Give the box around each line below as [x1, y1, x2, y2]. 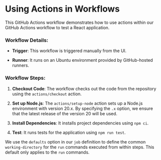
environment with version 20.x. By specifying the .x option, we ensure [12, 106, 153, 111]
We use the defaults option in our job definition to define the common [5, 139, 146, 144]
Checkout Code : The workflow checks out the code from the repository [12, 86, 157, 91]
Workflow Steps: [5, 74, 46, 81]
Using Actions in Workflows [5, 3, 120, 15]
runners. [12, 62, 29, 69]
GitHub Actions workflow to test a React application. [5, 24, 110, 30]
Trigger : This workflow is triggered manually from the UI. [12, 48, 126, 54]
